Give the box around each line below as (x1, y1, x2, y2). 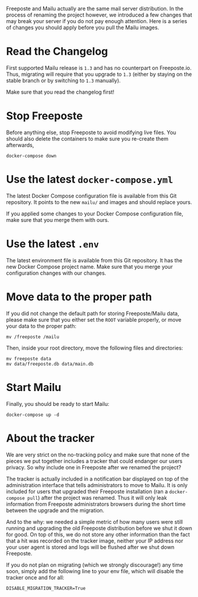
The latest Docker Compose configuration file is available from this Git (6, 192, 177, 199)
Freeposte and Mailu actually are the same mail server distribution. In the (6, 5, 184, 12)
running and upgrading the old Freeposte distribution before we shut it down (6, 525, 192, 532)
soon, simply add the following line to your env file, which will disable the (6, 567, 184, 574)
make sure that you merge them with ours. (6, 216, 109, 223)
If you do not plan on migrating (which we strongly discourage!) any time (6, 561, 183, 569)
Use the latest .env (6, 237, 99, 250)
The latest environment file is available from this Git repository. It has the (6, 256, 183, 263)
